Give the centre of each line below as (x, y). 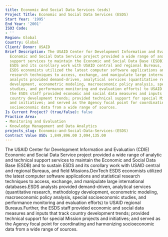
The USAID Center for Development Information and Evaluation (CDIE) (77, 149)
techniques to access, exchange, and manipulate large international (75, 181)
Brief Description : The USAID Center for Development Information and (80, 51)
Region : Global (21, 38)
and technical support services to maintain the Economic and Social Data (80, 160)
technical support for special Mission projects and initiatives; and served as (83, 218)
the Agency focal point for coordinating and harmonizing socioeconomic (80, 224)
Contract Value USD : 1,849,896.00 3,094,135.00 (56, 135)
